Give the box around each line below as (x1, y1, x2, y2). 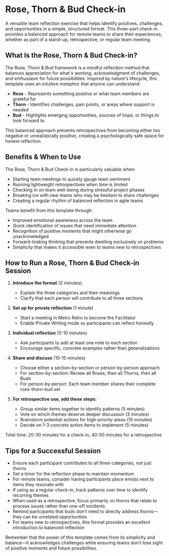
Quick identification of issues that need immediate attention (12, 222, 137, 228)
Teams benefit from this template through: (5, 207, 93, 213)
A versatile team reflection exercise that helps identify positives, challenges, (5, 20, 163, 26)
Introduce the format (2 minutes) (12, 280, 82, 286)
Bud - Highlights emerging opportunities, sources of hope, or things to (12, 112, 159, 118)
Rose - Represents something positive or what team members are (12, 90, 150, 97)
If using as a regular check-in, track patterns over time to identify (12, 487, 148, 493)
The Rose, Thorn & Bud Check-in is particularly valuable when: (5, 166, 136, 172)
